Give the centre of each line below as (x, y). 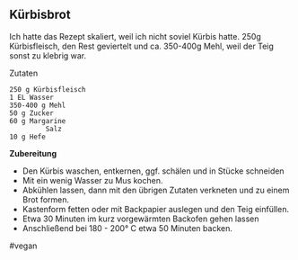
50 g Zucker (31, 113)
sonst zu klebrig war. (48, 55)
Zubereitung (33, 153)
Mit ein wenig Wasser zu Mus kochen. (92, 180)
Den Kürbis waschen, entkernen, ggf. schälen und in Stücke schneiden (153, 171)
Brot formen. (46, 199)
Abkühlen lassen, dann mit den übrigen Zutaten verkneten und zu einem (156, 190)
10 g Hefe (28, 137)
